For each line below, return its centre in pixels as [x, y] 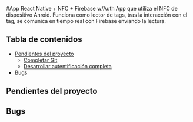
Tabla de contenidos [44, 40]
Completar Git [40, 60]
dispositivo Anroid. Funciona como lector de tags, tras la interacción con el [96, 15]
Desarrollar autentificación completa [67, 66]
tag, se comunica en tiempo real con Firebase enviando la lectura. [86, 21]
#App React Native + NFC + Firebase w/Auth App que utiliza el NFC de [92, 9]
